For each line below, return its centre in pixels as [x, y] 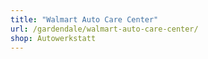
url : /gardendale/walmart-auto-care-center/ [104, 29]
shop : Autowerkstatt [53, 38]
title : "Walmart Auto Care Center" [84, 19]
